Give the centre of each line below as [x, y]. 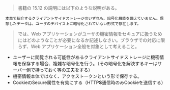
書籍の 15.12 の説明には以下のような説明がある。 [68, 8]
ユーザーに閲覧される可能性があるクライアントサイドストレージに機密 [86, 57]
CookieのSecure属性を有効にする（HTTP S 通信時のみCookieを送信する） [89, 82]
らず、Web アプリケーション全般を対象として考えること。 [79, 47]
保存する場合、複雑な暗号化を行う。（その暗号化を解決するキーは [90, 63]
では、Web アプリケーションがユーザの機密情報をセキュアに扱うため [90, 34]
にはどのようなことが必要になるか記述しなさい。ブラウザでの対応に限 [91, 40]
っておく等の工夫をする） [66, 70]
